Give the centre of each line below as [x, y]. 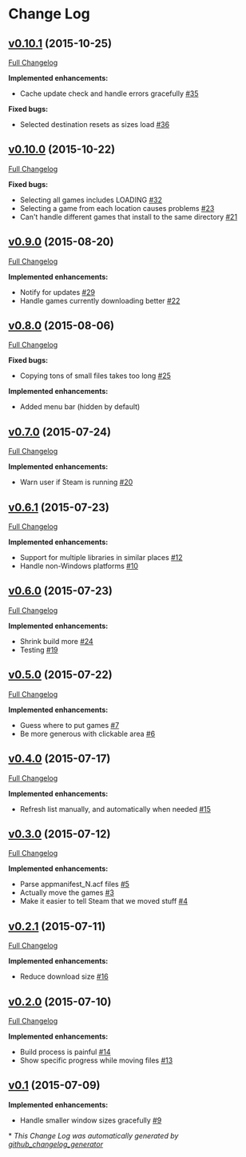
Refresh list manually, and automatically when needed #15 [115, 809]
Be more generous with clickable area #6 [87, 734]
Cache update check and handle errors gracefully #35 [109, 93]
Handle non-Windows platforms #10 [79, 566]
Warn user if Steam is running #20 [76, 482]
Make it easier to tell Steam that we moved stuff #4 [103, 901]
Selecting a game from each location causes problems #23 [117, 208]
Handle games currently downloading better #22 [100, 300]
